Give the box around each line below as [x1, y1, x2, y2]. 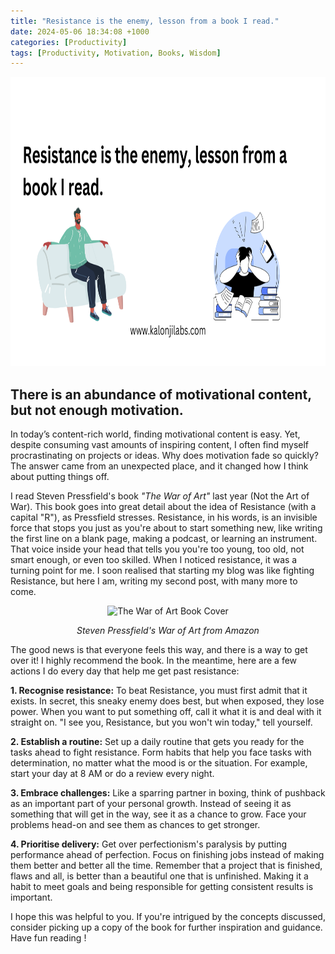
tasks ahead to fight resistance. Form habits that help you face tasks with [10, 746, 312, 759]
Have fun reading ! [10, 932, 87, 944]
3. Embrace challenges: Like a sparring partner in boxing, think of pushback [10, 787, 326, 799]
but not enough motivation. [10, 401, 184, 419]
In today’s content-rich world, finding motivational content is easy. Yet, [10, 428, 301, 440]
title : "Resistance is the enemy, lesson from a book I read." [10, 16, 280, 26]
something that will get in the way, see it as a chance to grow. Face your [10, 808, 307, 820]
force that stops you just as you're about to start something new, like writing [10, 522, 323, 534]
